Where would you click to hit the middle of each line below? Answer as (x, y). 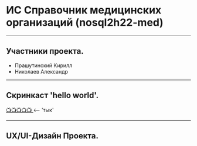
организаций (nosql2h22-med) (85, 22)
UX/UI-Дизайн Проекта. (52, 136)
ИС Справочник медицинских (84, 10)
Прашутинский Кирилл (43, 65)
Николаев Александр (41, 71)
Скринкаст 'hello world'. (52, 95)
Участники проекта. (45, 51)
